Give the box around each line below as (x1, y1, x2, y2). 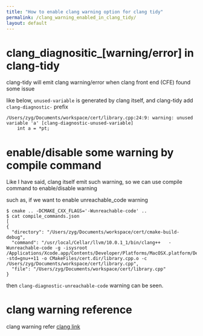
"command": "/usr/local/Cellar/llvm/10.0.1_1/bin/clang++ (11, 239, 161, 246)
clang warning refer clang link (6, 323, 80, 331)
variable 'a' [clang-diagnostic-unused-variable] (6, 120, 134, 127)
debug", (6, 235, 26, 241)
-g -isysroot (54, 245, 88, 251)
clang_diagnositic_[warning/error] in (6, 46, 195, 60)
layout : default (6, 20, 47, 26)
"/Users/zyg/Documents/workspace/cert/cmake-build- (47, 229, 180, 235)
